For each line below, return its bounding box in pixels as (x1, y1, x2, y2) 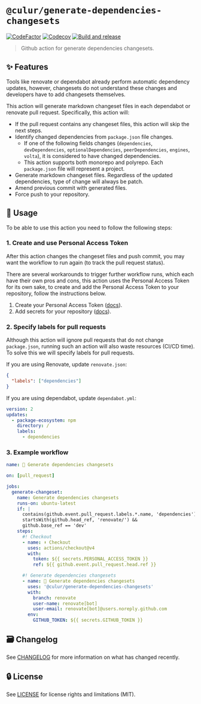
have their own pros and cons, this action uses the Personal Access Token (6, 277, 190, 284)
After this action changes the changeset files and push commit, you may (6, 252, 185, 259)
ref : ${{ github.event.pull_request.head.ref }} (32, 562, 157, 568)
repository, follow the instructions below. (6, 290, 106, 297)
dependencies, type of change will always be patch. (14, 178, 144, 185)
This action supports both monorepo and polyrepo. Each (23, 159, 163, 166)
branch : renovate (32, 595, 77, 601)
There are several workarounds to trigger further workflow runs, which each (6, 270, 194, 278)
